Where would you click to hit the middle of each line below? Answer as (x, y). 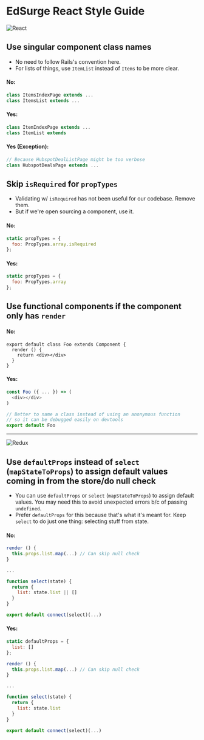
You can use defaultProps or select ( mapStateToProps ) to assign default (104, 495)
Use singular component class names (79, 47)
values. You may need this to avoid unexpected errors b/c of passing (101, 502)
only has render (36, 316)
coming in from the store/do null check (81, 481)
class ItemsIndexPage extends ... (50, 95)
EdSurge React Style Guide (76, 11)
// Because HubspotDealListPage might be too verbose (76, 159)
